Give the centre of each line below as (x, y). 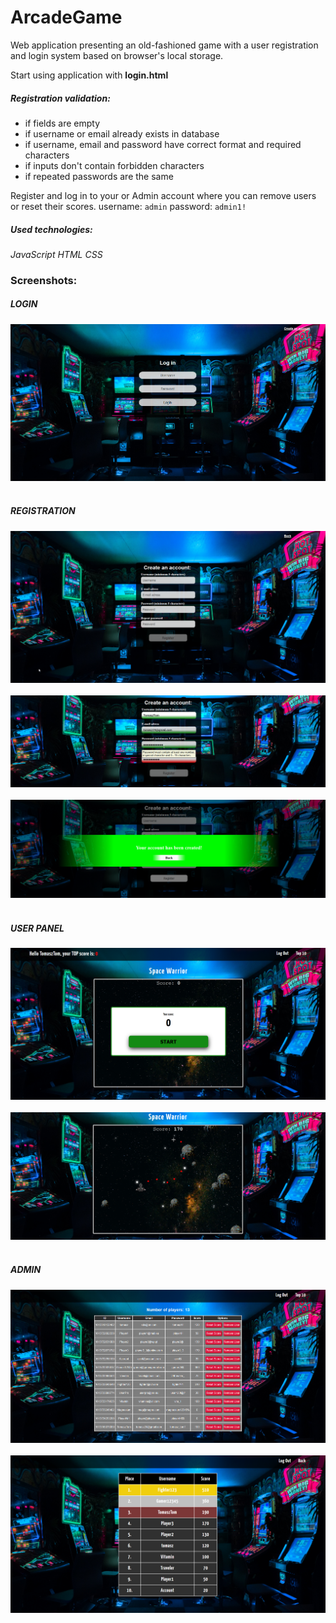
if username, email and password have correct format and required (163, 144)
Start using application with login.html (89, 75)
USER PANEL (37, 928)
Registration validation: (60, 98)
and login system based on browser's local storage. (117, 55)
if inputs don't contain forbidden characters (114, 165)
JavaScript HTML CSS (56, 254)
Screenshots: (44, 280)
